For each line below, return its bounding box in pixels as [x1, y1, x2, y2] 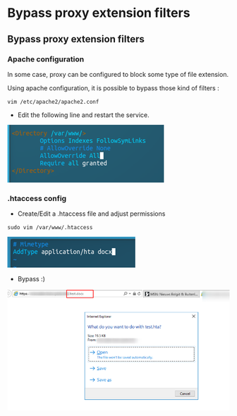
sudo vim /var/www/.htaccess [7, 224, 93, 231]
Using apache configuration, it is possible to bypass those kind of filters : [7, 83, 220, 92]
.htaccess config [7, 193, 67, 203]
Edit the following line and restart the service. [17, 111, 150, 119]
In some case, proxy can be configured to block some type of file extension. [7, 70, 229, 78]
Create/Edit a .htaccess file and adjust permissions [17, 209, 166, 218]
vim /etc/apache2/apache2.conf [7, 98, 99, 105]
